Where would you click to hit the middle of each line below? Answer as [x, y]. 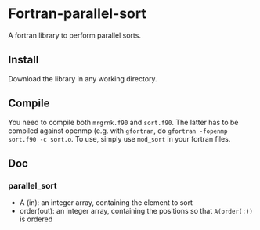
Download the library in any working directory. [83, 78]
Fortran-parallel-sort [77, 14]
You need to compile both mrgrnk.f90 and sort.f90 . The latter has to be [123, 122]
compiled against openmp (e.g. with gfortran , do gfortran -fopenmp [118, 131]
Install [23, 60]
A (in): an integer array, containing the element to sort [106, 203]
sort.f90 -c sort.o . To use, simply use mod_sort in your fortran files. [119, 138]
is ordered [36, 219]
